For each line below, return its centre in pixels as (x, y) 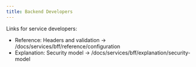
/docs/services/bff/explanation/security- (141, 52)
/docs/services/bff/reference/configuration (67, 46)
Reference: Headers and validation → (60, 40)
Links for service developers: (42, 28)
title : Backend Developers (39, 12)
